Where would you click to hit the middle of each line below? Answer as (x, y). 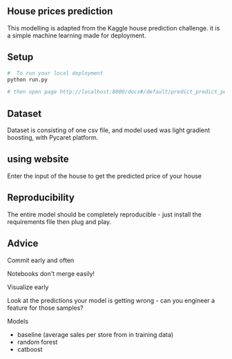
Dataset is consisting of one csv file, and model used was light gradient (109, 130)
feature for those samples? (46, 308)
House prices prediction (60, 11)
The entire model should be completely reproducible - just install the (105, 214)
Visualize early (28, 287)
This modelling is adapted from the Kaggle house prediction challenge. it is (114, 28)
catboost (30, 349)
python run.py (28, 80)
